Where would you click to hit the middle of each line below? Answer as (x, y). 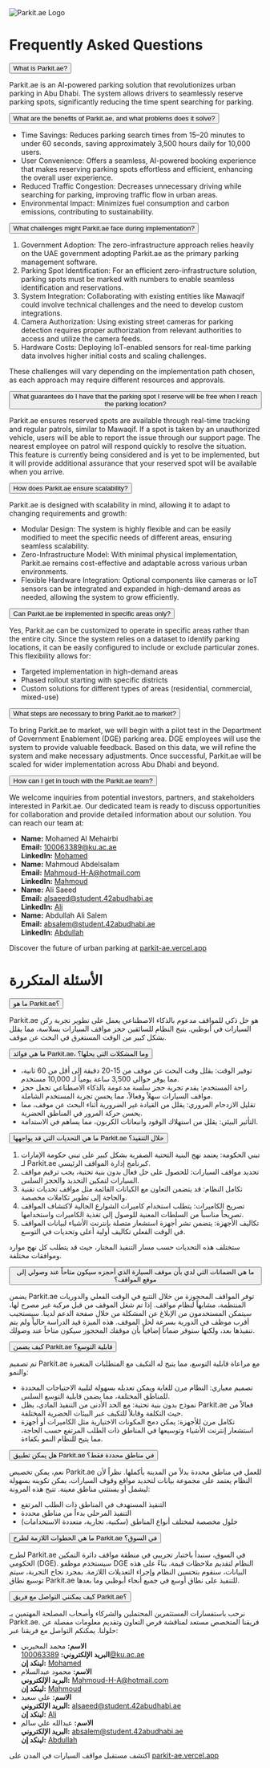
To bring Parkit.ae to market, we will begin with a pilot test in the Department (135, 730)
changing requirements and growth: (68, 513)
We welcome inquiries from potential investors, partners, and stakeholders (132, 797)
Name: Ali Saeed (48, 890)
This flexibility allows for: (50, 656)
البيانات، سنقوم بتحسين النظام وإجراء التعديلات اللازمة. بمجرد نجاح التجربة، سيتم (128, 1571)
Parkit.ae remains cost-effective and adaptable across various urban (134, 563)
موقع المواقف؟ (135, 1279)
